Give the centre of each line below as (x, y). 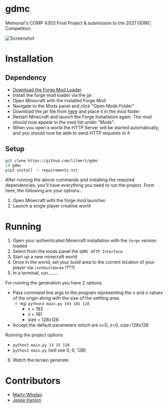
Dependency (26, 78)
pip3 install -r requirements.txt (42, 170)
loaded (20, 246)
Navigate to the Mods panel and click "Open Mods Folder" (73, 106)
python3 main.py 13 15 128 (41, 345)
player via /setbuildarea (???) (44, 268)
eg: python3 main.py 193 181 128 (55, 304)
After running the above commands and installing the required (70, 180)
